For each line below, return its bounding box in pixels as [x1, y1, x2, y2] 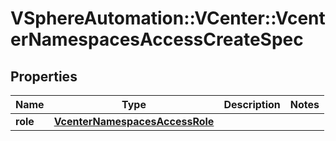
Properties [10, 68, 78, 85]
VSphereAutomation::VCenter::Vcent [10, 7, 326, 30]
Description [223, 98, 281, 111]
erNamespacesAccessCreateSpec [10, 28, 304, 51]
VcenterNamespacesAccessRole [53, 115, 215, 128]
